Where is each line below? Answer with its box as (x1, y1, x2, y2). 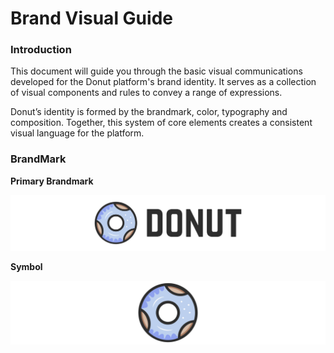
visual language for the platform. (10, 127, 145, 139)
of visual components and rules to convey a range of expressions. (10, 87, 283, 99)
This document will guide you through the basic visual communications (10, 65, 303, 77)
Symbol (10, 260, 43, 272)
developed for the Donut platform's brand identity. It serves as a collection (10, 76, 317, 88)
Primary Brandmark (10, 175, 94, 187)
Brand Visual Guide (10, 7, 173, 30)
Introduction (10, 43, 72, 57)
